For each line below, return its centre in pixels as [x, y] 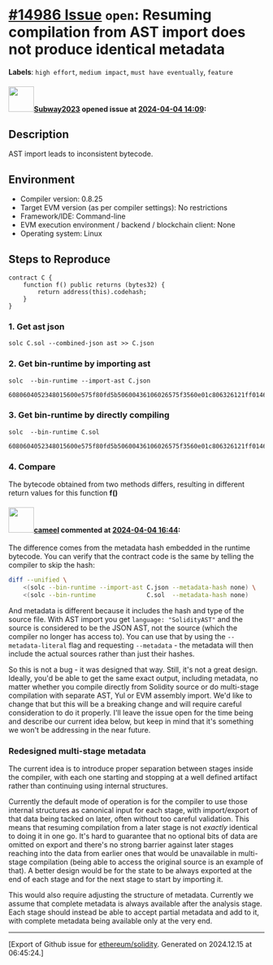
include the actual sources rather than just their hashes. [102, 653]
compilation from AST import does [127, 32]
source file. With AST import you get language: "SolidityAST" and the [126, 619]
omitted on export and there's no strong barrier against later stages [121, 845]
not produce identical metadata [117, 50]
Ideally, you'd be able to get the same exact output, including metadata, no [133, 678]
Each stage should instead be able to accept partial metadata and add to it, [134, 912]
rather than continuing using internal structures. [88, 786]
